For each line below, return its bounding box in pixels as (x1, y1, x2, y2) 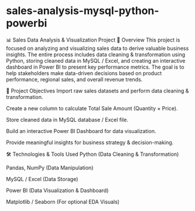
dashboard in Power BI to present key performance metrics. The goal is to (6, 63, 184, 70)
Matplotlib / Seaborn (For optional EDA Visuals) (6, 198, 120, 205)
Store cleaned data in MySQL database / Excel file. (6, 116, 129, 123)
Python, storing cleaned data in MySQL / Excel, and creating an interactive (6, 57, 186, 64)
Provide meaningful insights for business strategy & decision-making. (6, 139, 174, 146)
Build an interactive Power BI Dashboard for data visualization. (6, 127, 156, 134)
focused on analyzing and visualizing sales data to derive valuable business (6, 45, 189, 52)
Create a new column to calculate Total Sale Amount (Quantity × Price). (6, 104, 178, 112)
